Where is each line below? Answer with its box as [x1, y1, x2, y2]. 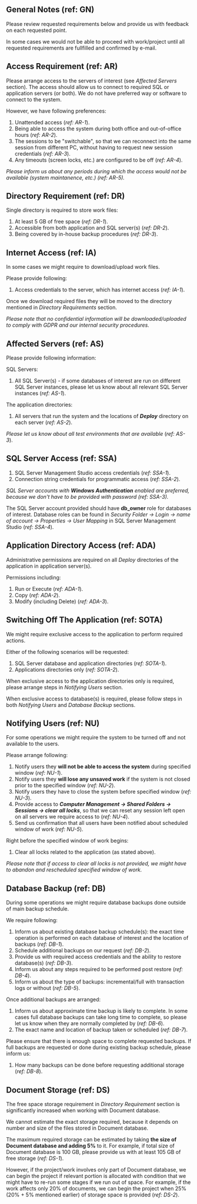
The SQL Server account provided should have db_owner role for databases [6, 504, 192, 512]
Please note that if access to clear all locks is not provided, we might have [6, 860, 187, 867]
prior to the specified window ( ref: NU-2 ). [14, 782, 116, 789]
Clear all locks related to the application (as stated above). [14, 848, 156, 856]
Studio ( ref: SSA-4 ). [6, 523, 54, 530]
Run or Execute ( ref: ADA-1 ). [14, 585, 84, 592]
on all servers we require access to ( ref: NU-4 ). [14, 813, 129, 820]
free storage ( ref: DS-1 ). [6, 1154, 64, 1162]
